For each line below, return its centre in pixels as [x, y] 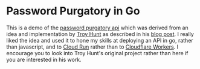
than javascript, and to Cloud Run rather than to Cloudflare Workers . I [92, 47]
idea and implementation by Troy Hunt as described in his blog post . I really [100, 34]
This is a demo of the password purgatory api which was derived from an [97, 28]
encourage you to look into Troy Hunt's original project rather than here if [97, 53]
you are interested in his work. [44, 59]
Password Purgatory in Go [73, 11]
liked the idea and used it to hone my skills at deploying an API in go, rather [100, 40]
